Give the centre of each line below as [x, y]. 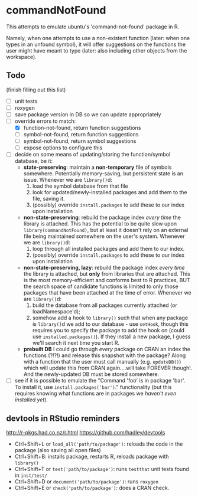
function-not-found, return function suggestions [82, 128]
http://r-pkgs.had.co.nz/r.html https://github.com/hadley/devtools [86, 433]
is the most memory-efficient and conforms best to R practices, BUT [107, 280]
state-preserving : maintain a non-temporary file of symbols [98, 167]
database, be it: [34, 161]
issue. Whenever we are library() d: [68, 180]
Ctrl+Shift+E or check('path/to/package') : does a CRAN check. [92, 488]
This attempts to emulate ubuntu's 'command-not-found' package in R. [93, 27]
